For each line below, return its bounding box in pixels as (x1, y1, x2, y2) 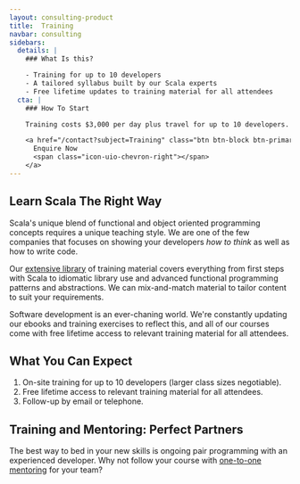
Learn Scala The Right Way (9, 193, 162, 209)
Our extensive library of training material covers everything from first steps (9, 263, 285, 274)
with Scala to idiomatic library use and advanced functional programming (9, 273, 279, 283)
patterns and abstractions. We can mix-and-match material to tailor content (9, 282, 287, 292)
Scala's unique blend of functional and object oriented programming (9, 217, 261, 228)
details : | (17, 46, 58, 55)
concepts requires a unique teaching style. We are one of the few (9, 226, 250, 237)
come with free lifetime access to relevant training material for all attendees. (9, 327, 289, 339)
